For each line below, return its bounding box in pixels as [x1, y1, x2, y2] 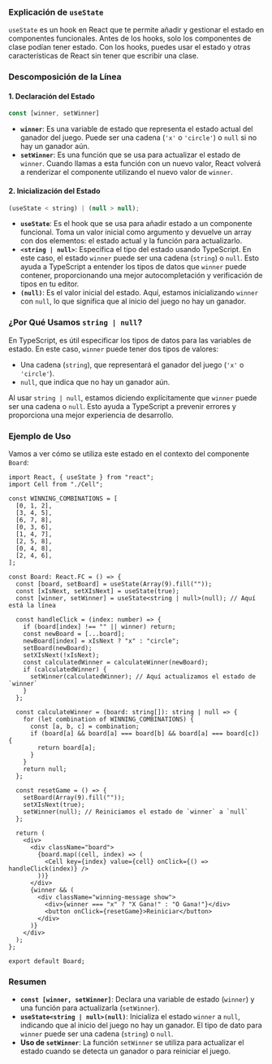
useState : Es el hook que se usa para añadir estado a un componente [19, 219, 253, 229]
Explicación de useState [8, 7, 104, 18]
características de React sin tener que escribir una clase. [8, 51, 199, 61]
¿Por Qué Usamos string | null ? [8, 316, 143, 328]
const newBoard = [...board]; [23, 630, 126, 638]
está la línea [8, 601, 57, 609]
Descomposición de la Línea [8, 72, 122, 83]
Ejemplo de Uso [8, 430, 71, 442]
